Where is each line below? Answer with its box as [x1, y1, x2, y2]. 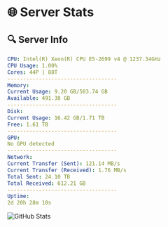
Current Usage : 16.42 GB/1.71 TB [7, 114, 105, 122]
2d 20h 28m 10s [7, 200, 52, 207]
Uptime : [7, 193, 30, 200]
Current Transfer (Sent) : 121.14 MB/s [7, 160, 120, 167]
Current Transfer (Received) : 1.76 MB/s [7, 167, 127, 174]
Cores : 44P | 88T [7, 68, 58, 76]
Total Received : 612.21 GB [7, 180, 86, 187]
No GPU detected [7, 141, 55, 148]
